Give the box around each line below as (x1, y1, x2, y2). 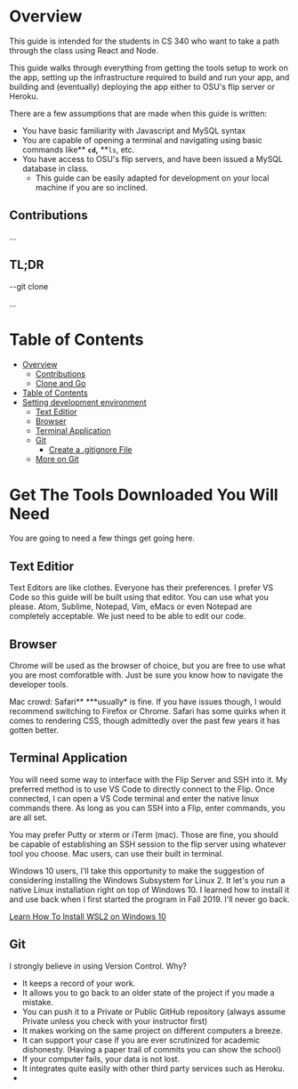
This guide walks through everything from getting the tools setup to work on (9, 62, 289, 73)
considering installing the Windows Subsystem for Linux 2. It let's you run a (9, 874, 286, 885)
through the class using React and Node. (9, 45, 158, 55)
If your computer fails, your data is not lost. (21, 1053, 181, 1064)
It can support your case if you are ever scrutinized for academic (21, 1035, 261, 1045)
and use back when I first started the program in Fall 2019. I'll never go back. (9, 893, 291, 905)
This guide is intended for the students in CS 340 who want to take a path (9, 36, 280, 46)
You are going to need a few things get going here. (9, 532, 196, 544)
